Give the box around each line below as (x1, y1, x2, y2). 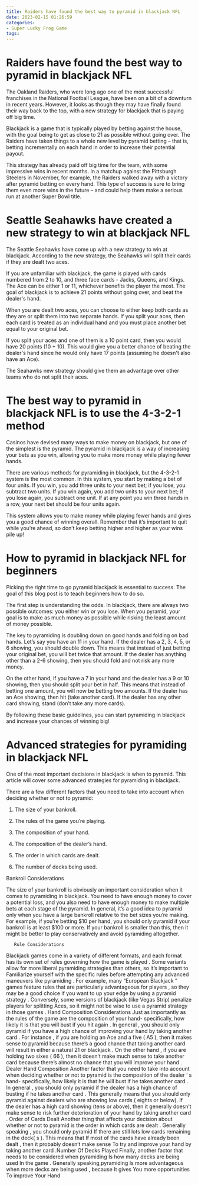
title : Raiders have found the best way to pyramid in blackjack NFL (6, 8, 181, 15)
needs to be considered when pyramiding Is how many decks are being (6, 1153, 180, 1160)
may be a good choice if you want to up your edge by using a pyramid (6, 989, 176, 997)
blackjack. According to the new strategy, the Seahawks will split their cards (6, 252, 192, 259)
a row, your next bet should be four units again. (6, 501, 121, 508)
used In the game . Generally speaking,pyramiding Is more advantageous (6, 1159, 184, 1166)
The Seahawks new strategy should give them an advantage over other (6, 367, 180, 374)
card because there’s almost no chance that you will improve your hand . (6, 1058, 183, 1065)
